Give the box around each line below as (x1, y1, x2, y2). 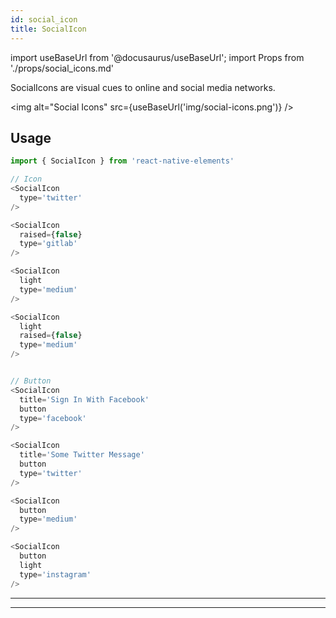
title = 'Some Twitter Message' (19, 450, 145, 460)
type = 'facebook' (19, 413, 87, 423)
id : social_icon (10, 14, 78, 25)
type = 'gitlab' (19, 239, 78, 249)
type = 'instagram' (19, 569, 92, 580)
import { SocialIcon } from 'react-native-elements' (10, 156, 235, 166)
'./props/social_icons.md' (10, 62, 114, 74)
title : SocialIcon (10, 24, 87, 34)
